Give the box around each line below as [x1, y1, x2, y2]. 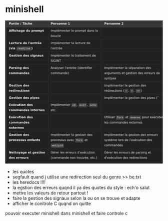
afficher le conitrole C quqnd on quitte [12, 200, 91, 206]
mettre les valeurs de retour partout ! [12, 189, 88, 196]
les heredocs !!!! [12, 179, 46, 185]
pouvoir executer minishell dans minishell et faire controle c [5, 210, 128, 216]
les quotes [12, 168, 34, 174]
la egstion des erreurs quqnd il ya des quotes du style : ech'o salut [12, 184, 150, 190]
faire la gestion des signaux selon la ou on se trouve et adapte [12, 195, 141, 201]
